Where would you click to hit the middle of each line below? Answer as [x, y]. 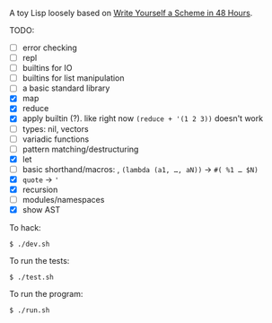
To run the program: [46, 294]
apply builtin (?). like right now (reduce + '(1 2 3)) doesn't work [142, 118]
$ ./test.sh [31, 277]
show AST [41, 210]
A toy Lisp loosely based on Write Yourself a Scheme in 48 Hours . [131, 13]
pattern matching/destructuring [80, 149]
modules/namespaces [63, 199]
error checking [50, 48]
